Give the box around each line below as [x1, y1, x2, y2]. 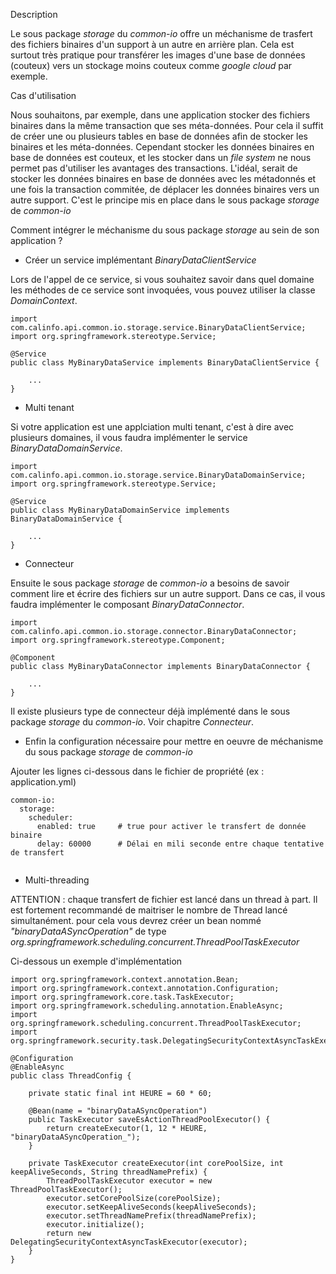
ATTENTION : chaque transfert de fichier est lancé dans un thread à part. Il [10, 894, 318, 905]
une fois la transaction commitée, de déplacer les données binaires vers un [10, 184, 320, 195]
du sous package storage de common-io [24, 746, 193, 758]
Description [10, 9, 58, 20]
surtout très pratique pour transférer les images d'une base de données [10, 49, 306, 61]
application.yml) [10, 776, 77, 788]
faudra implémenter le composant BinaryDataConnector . [10, 599, 245, 610]
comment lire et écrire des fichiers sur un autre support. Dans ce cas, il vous [10, 588, 326, 599]
